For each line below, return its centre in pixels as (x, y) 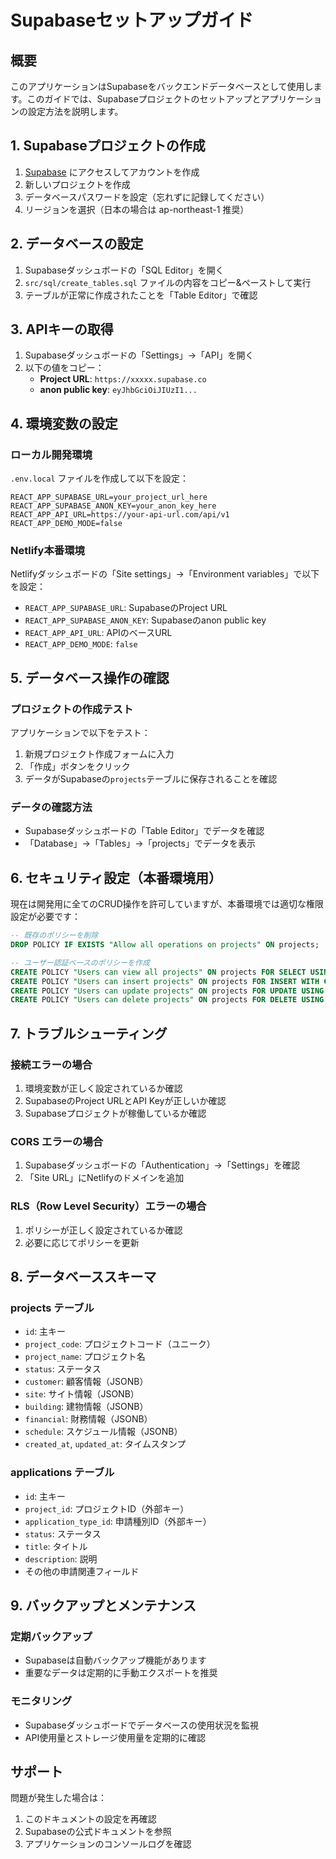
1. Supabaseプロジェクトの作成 (108, 146)
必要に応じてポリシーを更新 (82, 1242)
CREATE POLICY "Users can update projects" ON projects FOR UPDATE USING (167, 991)
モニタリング (41, 1701)
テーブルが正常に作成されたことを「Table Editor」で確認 (141, 295)
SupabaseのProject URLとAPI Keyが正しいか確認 (125, 1101)
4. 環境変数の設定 (64, 423)
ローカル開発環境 (51, 454)
